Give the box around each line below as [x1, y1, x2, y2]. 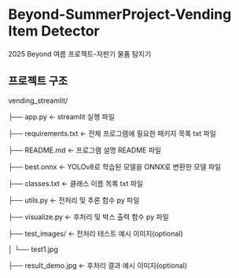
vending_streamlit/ [8, 96, 68, 105]
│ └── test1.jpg [8, 244, 59, 254]
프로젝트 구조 [8, 75, 68, 88]
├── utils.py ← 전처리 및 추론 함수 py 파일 [8, 195, 140, 205]
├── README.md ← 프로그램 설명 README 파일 [8, 145, 162, 155]
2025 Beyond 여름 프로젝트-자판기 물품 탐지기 [8, 49, 152, 58]
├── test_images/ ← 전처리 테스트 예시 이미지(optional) [8, 229, 183, 238]
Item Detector [8, 22, 100, 40]
